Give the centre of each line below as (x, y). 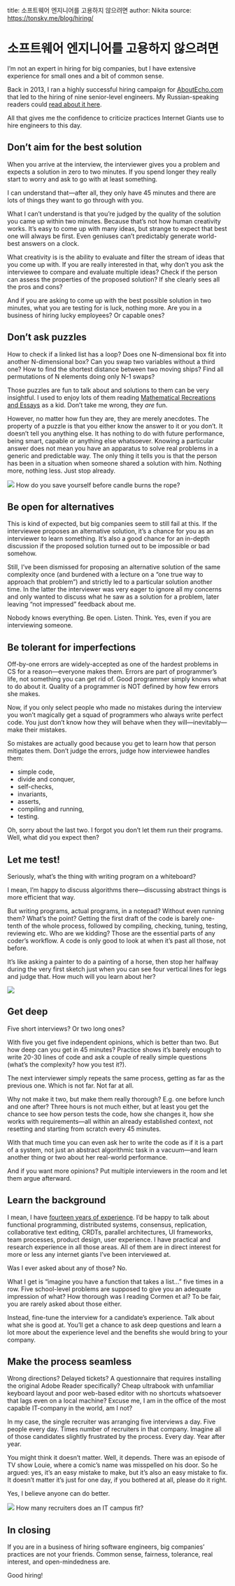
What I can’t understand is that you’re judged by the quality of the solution (114, 214)
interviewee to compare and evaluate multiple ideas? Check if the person (113, 272)
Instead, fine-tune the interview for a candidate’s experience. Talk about (111, 1317)
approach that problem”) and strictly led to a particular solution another (110, 582)
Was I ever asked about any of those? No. (67, 1268)
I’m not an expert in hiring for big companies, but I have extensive (101, 68)
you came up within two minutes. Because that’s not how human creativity (114, 221)
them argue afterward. (40, 1178)
